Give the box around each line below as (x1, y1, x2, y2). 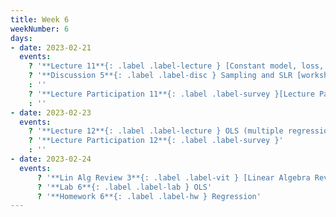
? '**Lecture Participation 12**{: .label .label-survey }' (28, 136, 284, 146)
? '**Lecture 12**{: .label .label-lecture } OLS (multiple (28, 126, 284, 136)
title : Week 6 (10, 14, 70, 25)
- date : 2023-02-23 (10, 107, 92, 118)
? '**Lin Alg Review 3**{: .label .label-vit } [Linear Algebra (36, 172, 311, 183)
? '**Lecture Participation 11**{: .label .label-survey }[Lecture (28, 89, 315, 99)
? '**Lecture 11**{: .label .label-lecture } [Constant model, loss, (28, 61, 325, 71)
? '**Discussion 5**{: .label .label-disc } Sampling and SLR (28, 71, 293, 81)
